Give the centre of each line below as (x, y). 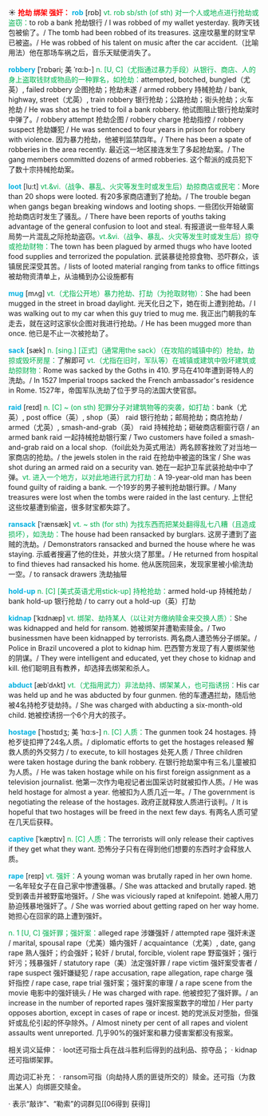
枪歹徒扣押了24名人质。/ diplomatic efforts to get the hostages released (127, 742)
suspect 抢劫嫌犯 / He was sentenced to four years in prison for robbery (127, 130)
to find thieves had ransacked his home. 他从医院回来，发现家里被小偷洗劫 (131, 564)
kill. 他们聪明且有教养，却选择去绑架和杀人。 (81, 668)
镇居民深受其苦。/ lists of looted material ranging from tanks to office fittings (134, 266)
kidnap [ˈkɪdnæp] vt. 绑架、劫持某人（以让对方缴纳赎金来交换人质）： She (128, 618)
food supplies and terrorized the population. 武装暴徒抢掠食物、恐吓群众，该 (134, 256)
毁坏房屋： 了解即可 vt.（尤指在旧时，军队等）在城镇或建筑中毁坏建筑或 (139, 360)
